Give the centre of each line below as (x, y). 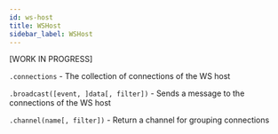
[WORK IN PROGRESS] (51, 59)
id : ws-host (31, 17)
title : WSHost (36, 26)
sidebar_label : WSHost (51, 34)
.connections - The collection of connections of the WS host (120, 76)
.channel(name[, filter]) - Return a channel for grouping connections (139, 120)
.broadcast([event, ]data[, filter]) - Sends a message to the (127, 93)
